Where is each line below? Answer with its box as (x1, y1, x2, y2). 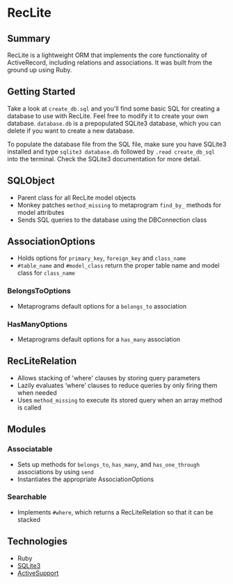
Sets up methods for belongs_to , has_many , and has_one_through (17, 460, 200, 469)
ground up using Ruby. (7, 66, 72, 74)
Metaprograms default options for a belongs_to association (17, 302, 186, 310)
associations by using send (17, 467, 94, 476)
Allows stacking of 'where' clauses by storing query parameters (17, 373, 200, 382)
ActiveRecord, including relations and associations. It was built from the (7, 58, 213, 67)
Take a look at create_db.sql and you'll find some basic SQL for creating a (7, 104, 220, 113)
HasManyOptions (7, 319, 68, 329)
